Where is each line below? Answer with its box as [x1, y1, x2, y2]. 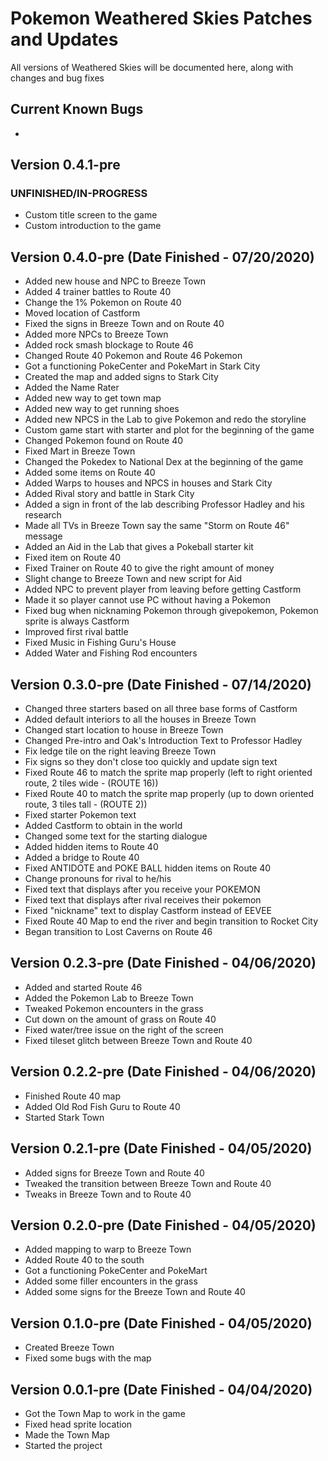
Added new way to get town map [24, 392, 162, 404]
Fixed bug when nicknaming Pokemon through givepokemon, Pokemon [24, 605, 319, 617]
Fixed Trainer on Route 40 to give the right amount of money [24, 562, 275, 574]
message [24, 530, 63, 542]
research [24, 509, 62, 521]
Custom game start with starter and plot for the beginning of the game [24, 424, 315, 436]
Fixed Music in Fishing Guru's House [24, 637, 177, 649]
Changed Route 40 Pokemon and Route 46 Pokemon [24, 350, 243, 362]
